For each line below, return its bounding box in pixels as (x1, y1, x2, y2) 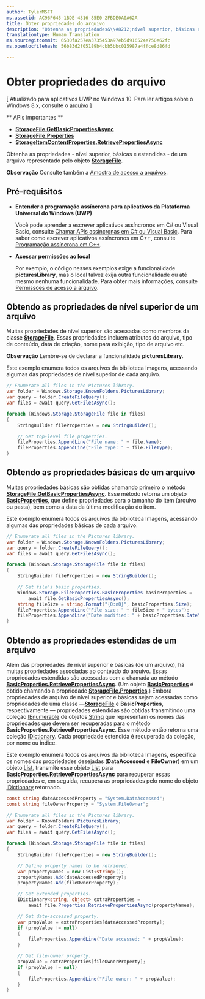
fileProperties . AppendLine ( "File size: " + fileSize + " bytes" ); (17, 607, 190, 613)
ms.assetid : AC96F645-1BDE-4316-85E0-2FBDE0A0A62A (6, 15, 138, 21)
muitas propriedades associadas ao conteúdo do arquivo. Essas (6, 667, 167, 675)
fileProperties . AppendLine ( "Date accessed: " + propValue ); (28, 936, 184, 943)
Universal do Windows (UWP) (15, 209, 93, 216)
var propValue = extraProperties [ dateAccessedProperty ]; (17, 919, 165, 925)
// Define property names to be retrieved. (17, 862, 130, 869)
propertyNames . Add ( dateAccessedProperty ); (17, 874, 127, 880)
